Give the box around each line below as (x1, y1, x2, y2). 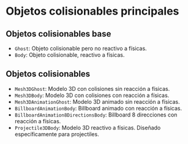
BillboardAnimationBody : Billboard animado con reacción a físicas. (14, 104, 182, 112)
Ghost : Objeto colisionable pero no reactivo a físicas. (14, 45, 148, 52)
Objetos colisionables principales (6, 4, 179, 18)
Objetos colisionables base (6, 29, 111, 39)
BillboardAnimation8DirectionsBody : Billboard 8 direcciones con (14, 111, 178, 118)
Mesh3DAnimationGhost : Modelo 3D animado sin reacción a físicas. (14, 98, 180, 105)
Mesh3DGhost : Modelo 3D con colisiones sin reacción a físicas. (14, 85, 170, 92)
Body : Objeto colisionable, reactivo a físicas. (14, 51, 125, 59)
